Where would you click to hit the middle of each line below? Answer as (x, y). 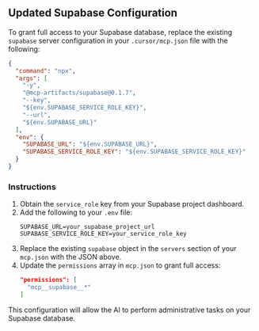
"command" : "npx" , (46, 70)
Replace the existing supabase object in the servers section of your (128, 249)
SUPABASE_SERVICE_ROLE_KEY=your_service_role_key (103, 234)
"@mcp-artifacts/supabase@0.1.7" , (79, 93)
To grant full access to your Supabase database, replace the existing (120, 32)
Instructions (32, 187)
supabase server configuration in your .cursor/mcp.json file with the (118, 40)
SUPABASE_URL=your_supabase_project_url (87, 227)
